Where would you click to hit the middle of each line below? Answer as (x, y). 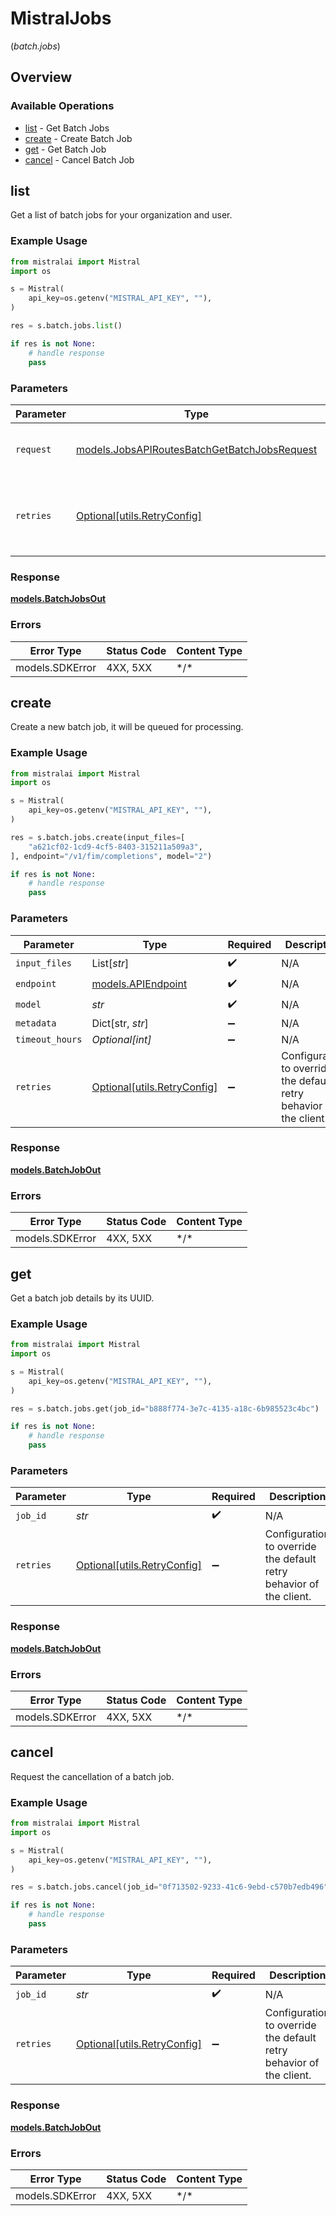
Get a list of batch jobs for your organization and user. (121, 215)
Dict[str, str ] (120, 1023)
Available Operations (62, 106)
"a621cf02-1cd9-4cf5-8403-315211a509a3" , (115, 847)
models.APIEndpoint (139, 984)
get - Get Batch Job (65, 149)
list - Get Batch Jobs (67, 128)
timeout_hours (49, 1039)
